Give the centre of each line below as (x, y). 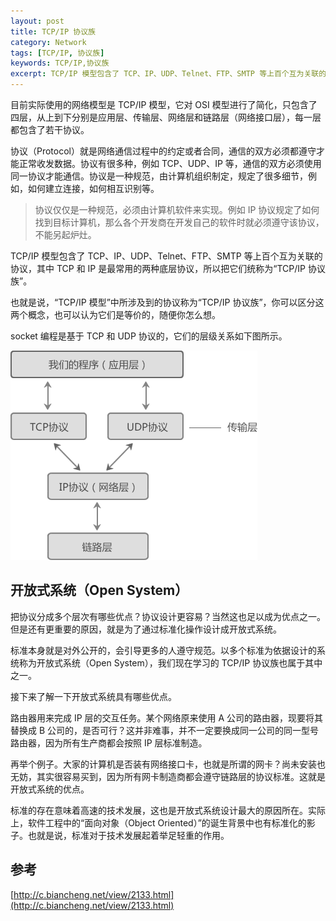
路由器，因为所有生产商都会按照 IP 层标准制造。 (109, 742)
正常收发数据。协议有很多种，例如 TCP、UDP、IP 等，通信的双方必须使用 (170, 163)
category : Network (48, 42)
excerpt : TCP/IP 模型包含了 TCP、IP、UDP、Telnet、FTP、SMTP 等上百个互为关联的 (168, 74)
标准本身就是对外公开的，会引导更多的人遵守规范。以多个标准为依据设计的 (163, 650)
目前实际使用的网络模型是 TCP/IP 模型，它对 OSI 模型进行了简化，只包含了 (164, 104)
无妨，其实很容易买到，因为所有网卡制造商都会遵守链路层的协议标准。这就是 (168, 776)
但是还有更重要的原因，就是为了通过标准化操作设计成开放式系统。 (146, 629)
